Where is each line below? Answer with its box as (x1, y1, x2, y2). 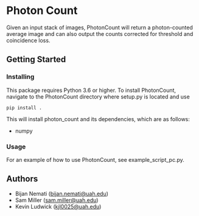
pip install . (6, 105, 43, 111)
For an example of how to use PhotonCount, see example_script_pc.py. (6, 156, 184, 163)
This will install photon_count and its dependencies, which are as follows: (6, 115, 190, 122)
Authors (6, 174, 38, 184)
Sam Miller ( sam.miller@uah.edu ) (15, 196, 99, 204)
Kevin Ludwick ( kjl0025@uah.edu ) (15, 203, 102, 210)
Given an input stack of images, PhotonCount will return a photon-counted (6, 24, 194, 31)
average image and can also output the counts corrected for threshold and (6, 30, 194, 37)
